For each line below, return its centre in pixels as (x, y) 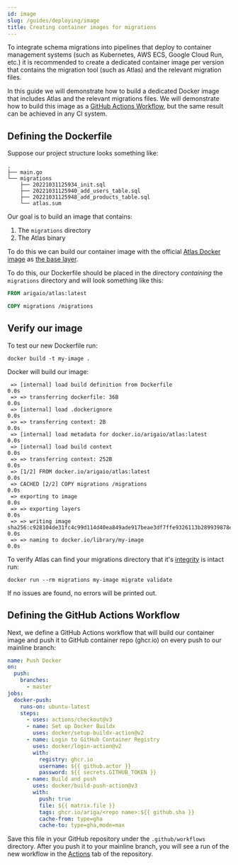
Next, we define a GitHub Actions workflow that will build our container (111, 632)
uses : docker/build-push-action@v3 (85, 786)
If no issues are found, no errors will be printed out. (82, 593)
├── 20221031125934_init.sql (63, 185)
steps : (30, 713)
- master (39, 687)
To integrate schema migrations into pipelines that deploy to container (109, 48)
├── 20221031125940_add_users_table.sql (80, 191)
